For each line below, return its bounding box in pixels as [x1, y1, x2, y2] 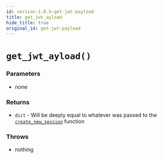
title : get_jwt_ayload [6, 14, 62, 20]
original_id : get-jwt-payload [6, 25, 81, 31]
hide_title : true [6, 20, 49, 26]
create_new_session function [14, 118, 85, 125]
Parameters [6, 69, 40, 78]
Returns [6, 98, 30, 106]
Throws [6, 132, 29, 141]
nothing [14, 146, 34, 153]
